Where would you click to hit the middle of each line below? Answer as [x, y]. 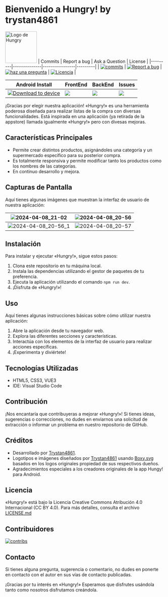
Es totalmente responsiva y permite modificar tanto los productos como [87, 161]
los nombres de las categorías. [44, 166]
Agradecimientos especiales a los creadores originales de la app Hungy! [88, 469]
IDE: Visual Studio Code [37, 386]
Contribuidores [30, 529]
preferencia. [25, 276]
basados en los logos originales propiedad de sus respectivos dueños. [86, 463]
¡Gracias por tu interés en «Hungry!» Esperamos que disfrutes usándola [80, 585]
